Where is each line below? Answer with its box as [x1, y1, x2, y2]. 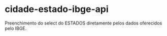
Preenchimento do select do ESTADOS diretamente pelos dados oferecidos [5, 20, 162, 26]
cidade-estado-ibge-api [5, 3, 109, 15]
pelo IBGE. [5, 25, 27, 31]
